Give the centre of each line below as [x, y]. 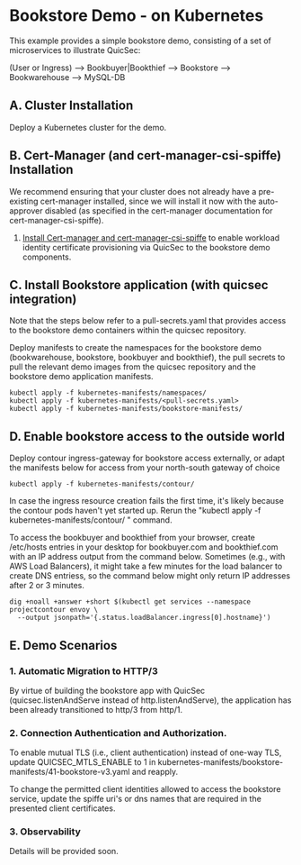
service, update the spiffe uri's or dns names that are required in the [136, 799]
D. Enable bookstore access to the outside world [147, 437]
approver [26, 210]
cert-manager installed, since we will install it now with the [148, 201]
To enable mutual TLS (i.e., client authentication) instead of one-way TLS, [146, 752]
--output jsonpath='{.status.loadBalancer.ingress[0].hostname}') [144, 618]
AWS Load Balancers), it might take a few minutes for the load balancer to [146, 566]
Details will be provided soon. [64, 851]
